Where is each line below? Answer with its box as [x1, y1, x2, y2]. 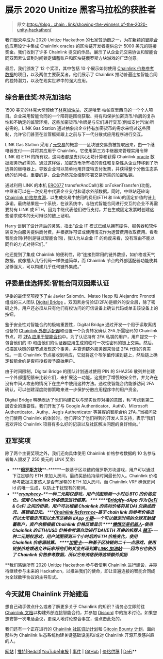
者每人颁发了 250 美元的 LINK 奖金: [5, 456, 76, 462]
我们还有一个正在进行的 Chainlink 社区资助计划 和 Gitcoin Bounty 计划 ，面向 [5, 626, 156, 632]
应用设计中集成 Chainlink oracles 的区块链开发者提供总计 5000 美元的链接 [9, 43, 157, 49]
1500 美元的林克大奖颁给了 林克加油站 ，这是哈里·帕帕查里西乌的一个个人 [5, 107, 149, 113]
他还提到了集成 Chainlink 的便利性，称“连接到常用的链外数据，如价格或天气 [5, 251, 155, 257]
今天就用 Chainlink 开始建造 [5, 590, 89, 598]
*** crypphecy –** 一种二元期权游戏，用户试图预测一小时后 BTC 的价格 [12, 491, 152, 497]
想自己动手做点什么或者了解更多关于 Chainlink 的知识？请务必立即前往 [5, 604, 145, 609]
